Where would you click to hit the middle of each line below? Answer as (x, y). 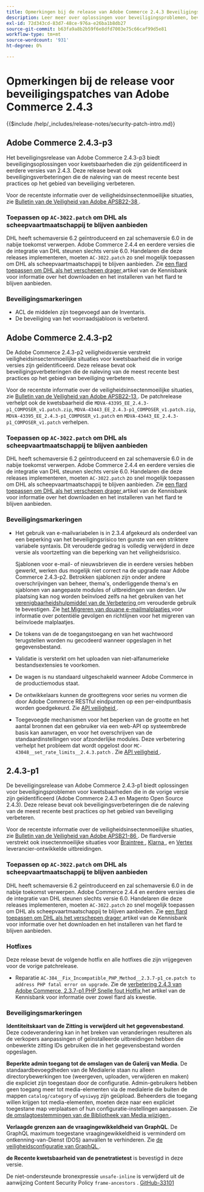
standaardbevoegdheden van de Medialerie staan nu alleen (80, 1070)
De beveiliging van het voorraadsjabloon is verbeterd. (82, 319)
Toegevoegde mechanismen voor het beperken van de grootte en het (102, 720)
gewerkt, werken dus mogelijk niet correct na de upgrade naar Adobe (102, 570)
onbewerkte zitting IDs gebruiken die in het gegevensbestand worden (93, 1046)
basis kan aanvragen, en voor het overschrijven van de (84, 732)
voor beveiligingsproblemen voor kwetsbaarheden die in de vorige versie (98, 792)
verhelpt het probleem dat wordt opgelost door (74, 745)
